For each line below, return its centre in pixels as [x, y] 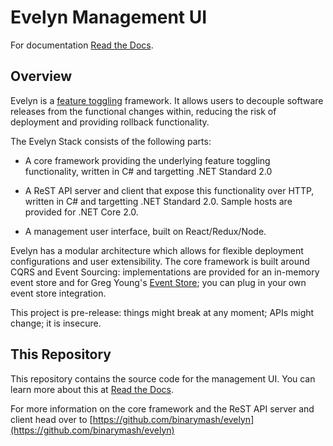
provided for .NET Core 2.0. [81, 212]
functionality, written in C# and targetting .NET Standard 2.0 [148, 171]
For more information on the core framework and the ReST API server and [162, 408]
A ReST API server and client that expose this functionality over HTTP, [169, 190]
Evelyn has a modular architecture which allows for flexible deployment [157, 250]
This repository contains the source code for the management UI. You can [163, 378]
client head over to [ [51, 419]
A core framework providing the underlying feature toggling [147, 160]
